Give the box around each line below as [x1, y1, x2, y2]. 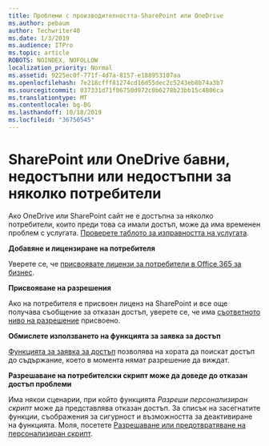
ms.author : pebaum [8, 19, 70, 27]
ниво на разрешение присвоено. [8, 315, 121, 325]
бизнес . [8, 267, 34, 277]
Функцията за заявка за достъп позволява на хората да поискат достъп [8, 346, 255, 356]
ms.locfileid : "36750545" [8, 116, 94, 124]
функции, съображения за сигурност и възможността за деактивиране [8, 412, 253, 421]
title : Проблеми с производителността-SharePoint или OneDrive [8, 11, 224, 20]
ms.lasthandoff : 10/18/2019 [8, 109, 102, 117]
